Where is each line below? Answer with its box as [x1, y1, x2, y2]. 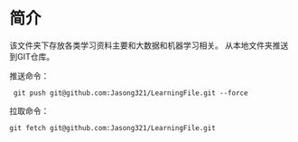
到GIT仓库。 [9, 51, 55, 62]
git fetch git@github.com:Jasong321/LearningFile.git [9, 123, 217, 132]
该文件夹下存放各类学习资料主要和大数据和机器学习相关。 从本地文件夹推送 [9, 40, 289, 51]
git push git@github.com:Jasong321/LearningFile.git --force [13, 88, 248, 98]
